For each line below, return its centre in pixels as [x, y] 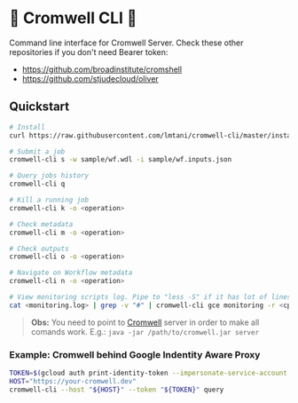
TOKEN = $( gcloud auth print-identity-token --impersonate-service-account [149, 373]
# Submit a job [37, 151]
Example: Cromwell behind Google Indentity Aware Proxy [135, 354]
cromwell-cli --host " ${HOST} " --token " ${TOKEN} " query [117, 390]
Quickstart [39, 107]
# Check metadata [41, 224]
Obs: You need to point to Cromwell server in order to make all [145, 322]
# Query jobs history [49, 176]
